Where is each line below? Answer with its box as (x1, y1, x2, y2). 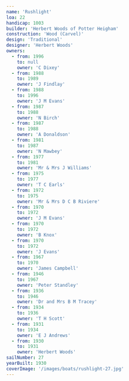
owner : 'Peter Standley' (17, 282, 79, 288)
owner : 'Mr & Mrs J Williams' (17, 165, 93, 171)
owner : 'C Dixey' (17, 64, 60, 71)
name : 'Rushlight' (6, 8, 52, 15)
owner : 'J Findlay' (17, 82, 66, 88)
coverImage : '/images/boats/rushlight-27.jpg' (6, 365, 124, 372)
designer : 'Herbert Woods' (6, 43, 73, 49)
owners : (6, 48, 26, 54)
